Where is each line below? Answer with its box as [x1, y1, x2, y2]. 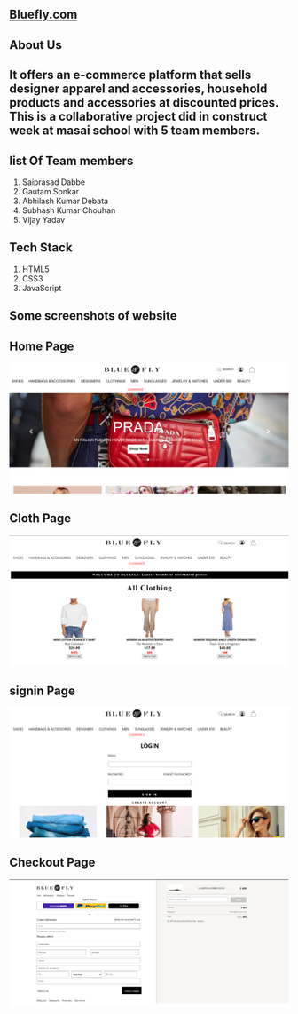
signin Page [9, 683, 75, 698]
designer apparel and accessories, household [9, 82, 268, 97]
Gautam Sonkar [21, 186, 80, 196]
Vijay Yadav [21, 214, 66, 225]
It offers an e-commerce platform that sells [9, 67, 252, 83]
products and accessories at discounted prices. [9, 95, 279, 110]
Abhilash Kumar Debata [21, 195, 109, 206]
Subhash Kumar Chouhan [21, 204, 116, 216]
